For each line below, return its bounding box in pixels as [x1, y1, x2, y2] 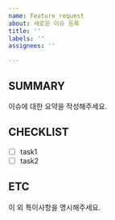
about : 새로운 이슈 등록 [8, 19, 80, 27]
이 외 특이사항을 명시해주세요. [8, 202, 101, 212]
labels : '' [8, 34, 45, 43]
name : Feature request [8, 11, 84, 20]
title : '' [8, 27, 42, 35]
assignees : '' [8, 42, 56, 50]
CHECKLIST [8, 125, 70, 139]
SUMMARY [8, 78, 66, 93]
